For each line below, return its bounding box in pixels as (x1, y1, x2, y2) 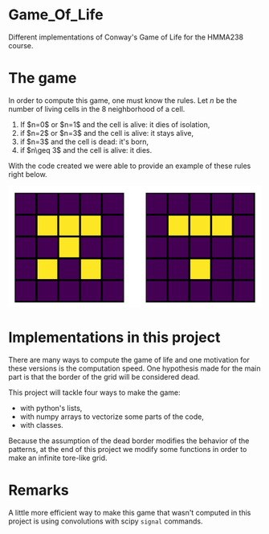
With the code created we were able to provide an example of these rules (8, 161, 251, 170)
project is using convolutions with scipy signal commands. (8, 516, 203, 526)
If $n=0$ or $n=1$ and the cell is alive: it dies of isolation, (19, 119, 210, 129)
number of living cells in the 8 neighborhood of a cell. (8, 104, 185, 113)
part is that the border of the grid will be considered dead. (8, 372, 201, 381)
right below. (8, 169, 47, 179)
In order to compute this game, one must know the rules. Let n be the (8, 95, 238, 105)
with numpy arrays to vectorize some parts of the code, (19, 412, 205, 421)
